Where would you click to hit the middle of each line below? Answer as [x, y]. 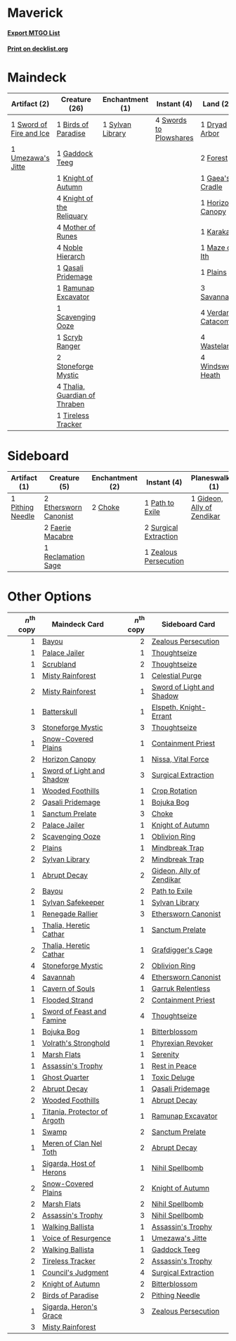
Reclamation [65, 557]
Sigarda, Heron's [70, 1307]
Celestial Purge [177, 675]
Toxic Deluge [173, 1077]
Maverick [35, 13]
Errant [162, 716]
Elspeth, [165, 707]
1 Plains [213, 272]
